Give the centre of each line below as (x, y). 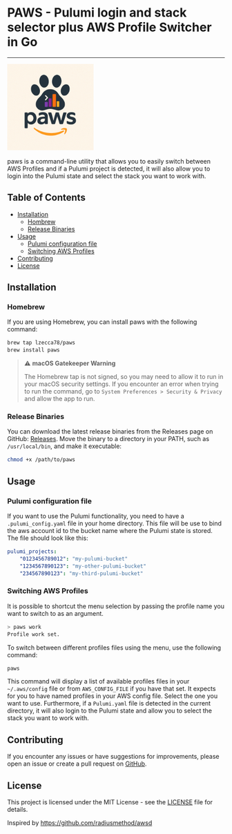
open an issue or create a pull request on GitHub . (77, 764)
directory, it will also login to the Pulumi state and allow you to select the (110, 711)
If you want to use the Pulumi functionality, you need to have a (96, 516)
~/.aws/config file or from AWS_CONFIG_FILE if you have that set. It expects (112, 689)
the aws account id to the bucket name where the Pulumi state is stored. (110, 531)
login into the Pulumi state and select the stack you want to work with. (107, 176)
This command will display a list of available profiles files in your (98, 681)
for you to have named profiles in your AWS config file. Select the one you (113, 696)
